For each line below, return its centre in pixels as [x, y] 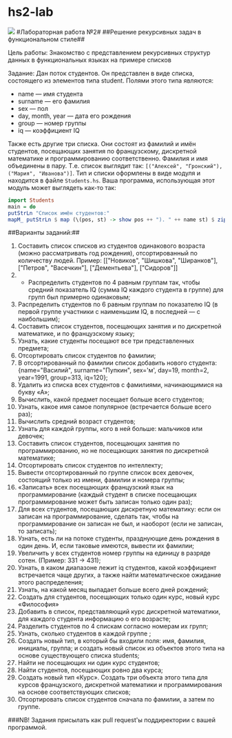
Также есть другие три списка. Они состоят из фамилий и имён [102, 144]
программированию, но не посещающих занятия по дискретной [113, 451]
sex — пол [33, 108]
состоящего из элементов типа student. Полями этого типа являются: [111, 81]
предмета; [33, 348]
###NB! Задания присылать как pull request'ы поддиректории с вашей [112, 720]
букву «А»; [34, 392]
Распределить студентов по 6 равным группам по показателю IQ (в [118, 304]
